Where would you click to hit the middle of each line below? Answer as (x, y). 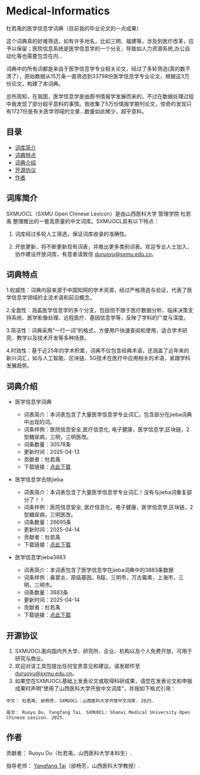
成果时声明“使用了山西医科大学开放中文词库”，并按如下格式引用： (96, 688)
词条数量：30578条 (47, 444)
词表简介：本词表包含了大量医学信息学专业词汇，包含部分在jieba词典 (108, 414)
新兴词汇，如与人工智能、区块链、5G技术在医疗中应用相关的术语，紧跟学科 (98, 358)
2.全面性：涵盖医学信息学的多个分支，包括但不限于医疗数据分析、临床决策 (97, 310)
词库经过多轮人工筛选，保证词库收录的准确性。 (72, 234)
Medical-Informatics (58, 11)
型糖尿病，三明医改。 (50, 515)
